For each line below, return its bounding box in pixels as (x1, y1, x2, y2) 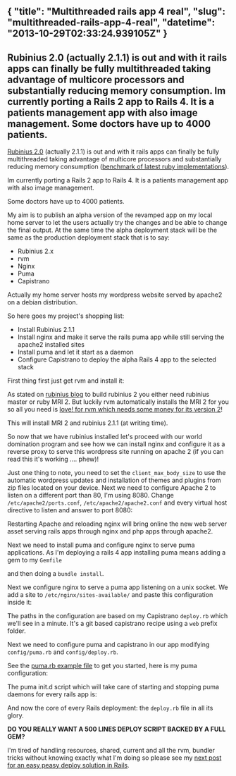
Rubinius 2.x (17, 247, 54, 256)
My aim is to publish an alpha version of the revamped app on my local (7, 211, 213, 219)
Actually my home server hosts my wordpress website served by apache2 (7, 290, 223, 299)
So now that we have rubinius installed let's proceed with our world (7, 433, 203, 441)
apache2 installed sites (17, 340, 85, 349)
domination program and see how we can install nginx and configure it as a (7, 440, 225, 448)
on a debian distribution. (7, 298, 78, 307)
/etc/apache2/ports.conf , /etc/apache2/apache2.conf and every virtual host (7, 498, 228, 507)
